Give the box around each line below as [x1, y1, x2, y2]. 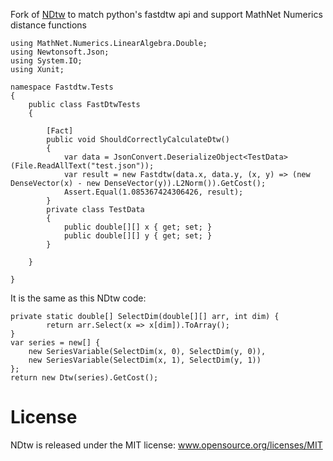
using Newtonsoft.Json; [10, 47, 110, 57]
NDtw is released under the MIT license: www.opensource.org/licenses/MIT [10, 439, 323, 451]
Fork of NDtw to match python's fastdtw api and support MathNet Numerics [10, 9, 323, 20]
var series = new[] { [10, 338, 101, 348]
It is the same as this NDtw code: [10, 292, 147, 304]
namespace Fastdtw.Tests [10, 82, 114, 92]
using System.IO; [10, 56, 83, 66]
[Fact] [46, 126, 74, 136]
